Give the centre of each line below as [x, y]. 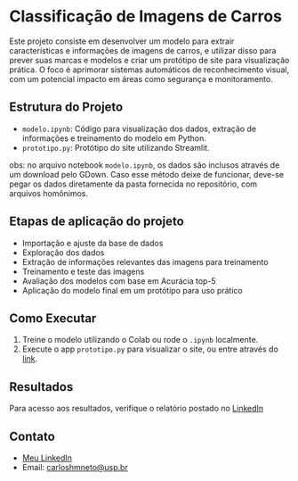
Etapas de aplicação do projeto [97, 222]
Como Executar [53, 318]
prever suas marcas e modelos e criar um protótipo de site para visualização [149, 60]
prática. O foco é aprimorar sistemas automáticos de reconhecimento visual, [149, 70]
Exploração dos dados [63, 253]
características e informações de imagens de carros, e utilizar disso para [143, 50]
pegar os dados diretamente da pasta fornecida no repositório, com [133, 184]
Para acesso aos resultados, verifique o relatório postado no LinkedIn [137, 409]
